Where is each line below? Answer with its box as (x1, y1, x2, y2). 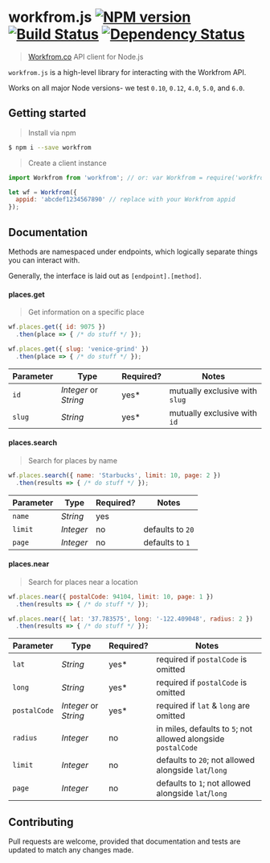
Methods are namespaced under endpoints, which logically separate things (8, 247, 259, 256)
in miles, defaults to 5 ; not (156, 724, 253, 735)
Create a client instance (27, 158, 107, 168)
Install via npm (27, 127, 76, 137)
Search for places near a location (27, 577, 138, 587)
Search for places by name (27, 455, 118, 465)
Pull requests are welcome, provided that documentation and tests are (8, 836, 241, 846)
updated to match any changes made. (8, 845, 134, 855)
